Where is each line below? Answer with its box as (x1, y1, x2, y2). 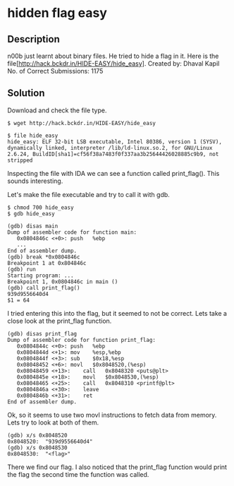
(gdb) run (7, 266, 37, 273)
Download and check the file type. (7, 106, 107, 114)
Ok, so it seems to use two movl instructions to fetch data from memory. (7, 410, 217, 419)
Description (7, 33, 60, 45)
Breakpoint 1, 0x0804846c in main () (7, 278, 118, 285)
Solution (7, 87, 45, 100)
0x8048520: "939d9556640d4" (7, 438, 93, 445)
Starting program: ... (7, 272, 74, 279)
